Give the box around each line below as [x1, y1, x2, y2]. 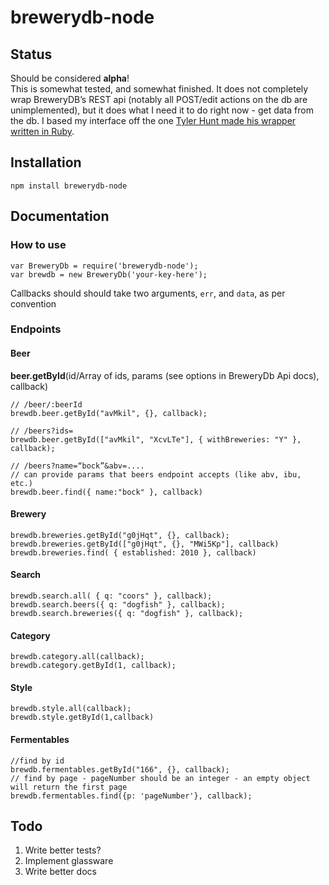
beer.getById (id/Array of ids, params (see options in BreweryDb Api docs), [10, 369, 320, 381]
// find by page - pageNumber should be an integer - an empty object [10, 773, 311, 783]
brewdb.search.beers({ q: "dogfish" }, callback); [10, 600, 226, 610]
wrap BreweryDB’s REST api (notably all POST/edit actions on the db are [10, 94, 308, 105]
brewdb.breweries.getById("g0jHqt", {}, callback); [10, 530, 230, 540]
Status [10, 46, 53, 63]
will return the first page [10, 782, 128, 792]
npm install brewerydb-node [10, 181, 128, 191]
